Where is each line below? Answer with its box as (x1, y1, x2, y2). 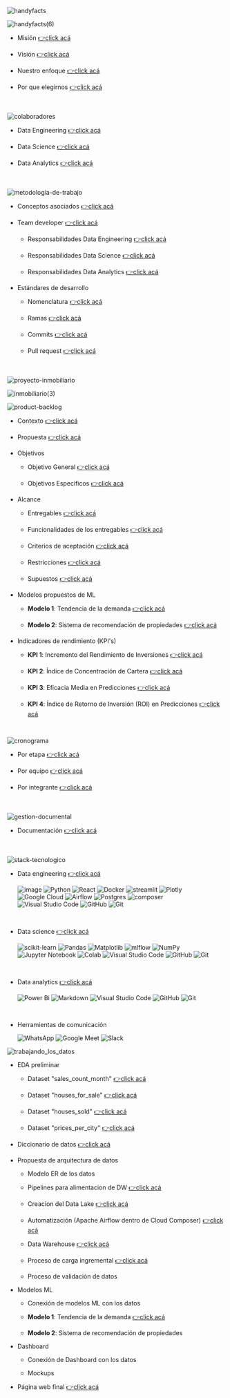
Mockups (27, 1369, 55, 1377)
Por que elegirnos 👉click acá (17, 83, 102, 91)
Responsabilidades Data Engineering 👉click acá (27, 235, 167, 243)
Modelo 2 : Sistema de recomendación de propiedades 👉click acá (27, 621, 218, 629)
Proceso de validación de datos (27, 1272, 117, 1281)
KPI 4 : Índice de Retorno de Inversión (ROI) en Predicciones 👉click (27, 700, 220, 708)
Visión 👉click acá (17, 50, 70, 58)
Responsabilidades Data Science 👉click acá (27, 251, 155, 259)
